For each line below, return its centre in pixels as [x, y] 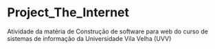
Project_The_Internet [68, 13]
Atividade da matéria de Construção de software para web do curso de [107, 31]
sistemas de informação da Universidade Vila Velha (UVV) [89, 38]
